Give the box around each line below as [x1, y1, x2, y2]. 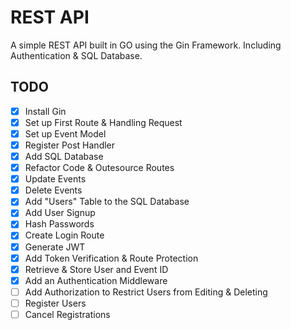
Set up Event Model [24, 127, 107, 140]
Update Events [24, 173, 87, 185]
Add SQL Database [24, 151, 104, 162]
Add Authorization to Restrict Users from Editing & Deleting [24, 286, 268, 298]
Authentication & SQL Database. [10, 49, 143, 61]
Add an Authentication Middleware [24, 274, 168, 286]
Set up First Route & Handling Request [24, 116, 183, 128]
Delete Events [24, 184, 83, 196]
